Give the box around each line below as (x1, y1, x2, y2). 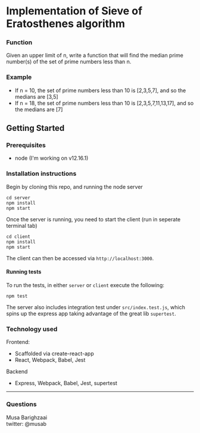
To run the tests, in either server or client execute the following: (6, 281, 165, 288)
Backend (6, 368, 28, 375)
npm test (6, 293, 28, 299)
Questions (6, 400, 37, 408)
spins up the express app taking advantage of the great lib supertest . (6, 310, 177, 317)
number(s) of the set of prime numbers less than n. (6, 58, 132, 65)
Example (6, 73, 32, 81)
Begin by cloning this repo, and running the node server (6, 183, 143, 190)
